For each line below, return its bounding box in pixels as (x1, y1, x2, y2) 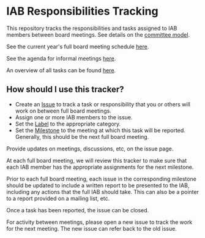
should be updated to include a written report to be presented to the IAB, (6, 182, 190, 189)
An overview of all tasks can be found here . (6, 66, 116, 74)
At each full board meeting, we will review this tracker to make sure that (6, 157, 187, 164)
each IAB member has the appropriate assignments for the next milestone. (6, 163, 194, 171)
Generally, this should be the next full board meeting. (15, 133, 149, 140)
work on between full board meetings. (15, 107, 111, 114)
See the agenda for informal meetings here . (6, 54, 116, 62)
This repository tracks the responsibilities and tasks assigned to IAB (6, 24, 177, 32)
